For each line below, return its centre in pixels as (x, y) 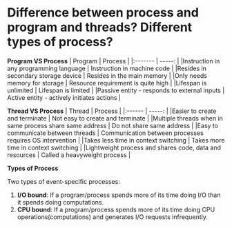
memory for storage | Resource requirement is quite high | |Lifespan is (107, 83)
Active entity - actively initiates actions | (64, 97)
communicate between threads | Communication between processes (105, 133)
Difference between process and (103, 13)
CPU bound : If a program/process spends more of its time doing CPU (116, 209)
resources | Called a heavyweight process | (69, 155)
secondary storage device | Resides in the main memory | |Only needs (107, 75)
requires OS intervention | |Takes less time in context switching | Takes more (116, 140)
